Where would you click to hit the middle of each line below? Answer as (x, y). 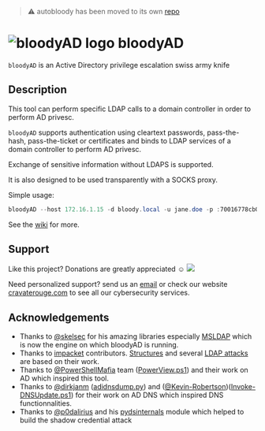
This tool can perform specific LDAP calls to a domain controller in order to (129, 109)
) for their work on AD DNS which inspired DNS (147, 395)
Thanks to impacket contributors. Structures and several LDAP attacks (134, 353)
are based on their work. (60, 362)
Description (37, 90)
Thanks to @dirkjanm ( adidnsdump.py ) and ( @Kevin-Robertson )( (125, 387)
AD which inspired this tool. (64, 378)
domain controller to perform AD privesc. (75, 149)
